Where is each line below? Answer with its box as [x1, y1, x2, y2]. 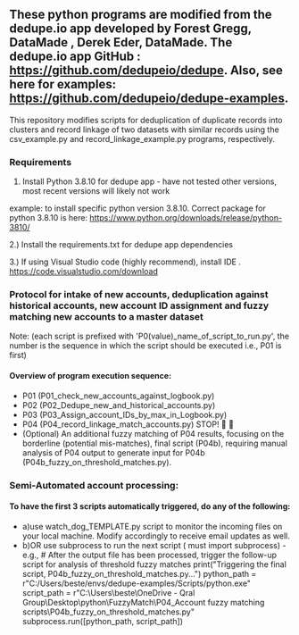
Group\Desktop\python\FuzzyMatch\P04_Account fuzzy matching [21, 597, 265, 607]
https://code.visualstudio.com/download [9, 266, 158, 277]
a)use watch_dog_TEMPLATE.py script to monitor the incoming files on [21, 521, 283, 531]
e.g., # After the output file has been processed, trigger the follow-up [21, 549, 278, 560]
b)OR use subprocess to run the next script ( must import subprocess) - [21, 539, 287, 550]
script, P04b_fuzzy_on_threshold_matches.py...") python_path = [21, 568, 257, 579]
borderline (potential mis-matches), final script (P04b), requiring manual [21, 438, 288, 448]
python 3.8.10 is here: [9, 213, 87, 223]
